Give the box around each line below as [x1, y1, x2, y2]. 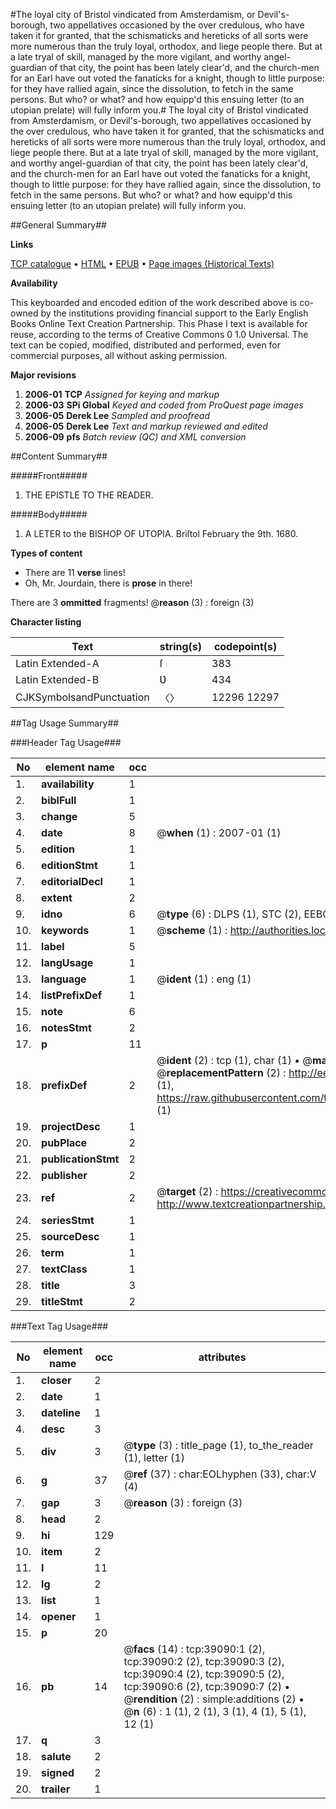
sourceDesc [41, 1230, 100, 1243]
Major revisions [10, 369, 77, 381]
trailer [41, 1782, 71, 1796]
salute [41, 1750, 72, 1763]
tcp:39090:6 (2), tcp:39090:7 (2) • [123, 1680, 291, 1693]
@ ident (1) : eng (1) [156, 972, 252, 986]
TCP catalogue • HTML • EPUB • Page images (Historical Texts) [10, 258, 275, 269]
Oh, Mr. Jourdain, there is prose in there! [24, 577, 193, 589]
